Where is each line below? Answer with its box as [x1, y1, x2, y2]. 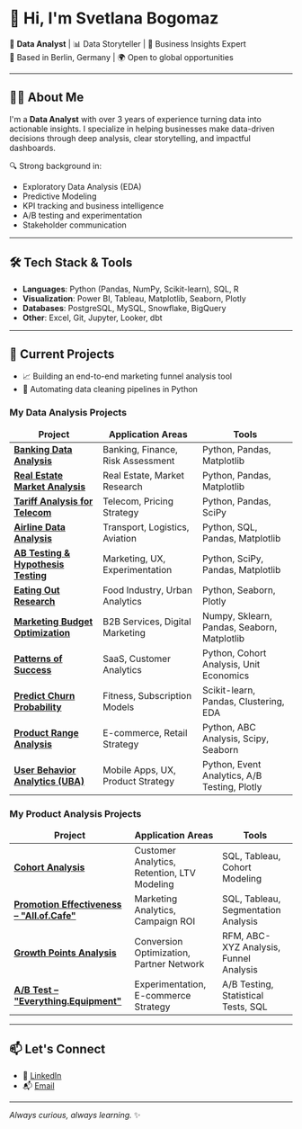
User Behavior [13, 764, 76, 776]
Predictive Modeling [22, 191, 97, 202]
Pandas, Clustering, [201, 694, 285, 707]
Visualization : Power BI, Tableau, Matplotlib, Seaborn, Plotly [22, 292, 247, 304]
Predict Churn [13, 689, 75, 702]
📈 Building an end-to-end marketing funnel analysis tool [22, 371, 232, 381]
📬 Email [22, 1080, 56, 1091]
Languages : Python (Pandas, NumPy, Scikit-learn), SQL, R [22, 283, 240, 294]
